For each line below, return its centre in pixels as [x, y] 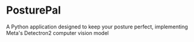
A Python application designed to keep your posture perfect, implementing [97, 27]
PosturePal [33, 10]
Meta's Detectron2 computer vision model [58, 33]
